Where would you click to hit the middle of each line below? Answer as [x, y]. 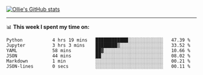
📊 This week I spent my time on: [48, 27]
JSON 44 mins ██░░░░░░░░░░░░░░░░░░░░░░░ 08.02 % [98, 56]
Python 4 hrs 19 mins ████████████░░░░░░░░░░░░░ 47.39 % [98, 40]
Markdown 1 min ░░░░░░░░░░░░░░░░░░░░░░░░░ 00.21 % [98, 61]
